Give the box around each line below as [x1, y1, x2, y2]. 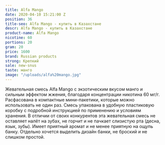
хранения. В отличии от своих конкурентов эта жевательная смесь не [5, 112, 156, 118]
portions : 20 [5, 40, 32, 45]
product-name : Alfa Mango [5, 30, 59, 35]
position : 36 [5, 16, 32, 21]
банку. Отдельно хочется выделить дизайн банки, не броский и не [5, 128, 148, 134]
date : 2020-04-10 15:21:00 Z [5, 12, 66, 17]
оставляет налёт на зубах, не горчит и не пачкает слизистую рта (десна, [5, 118, 161, 124]
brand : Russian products [5, 53, 57, 59]
